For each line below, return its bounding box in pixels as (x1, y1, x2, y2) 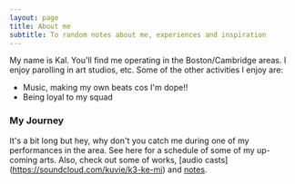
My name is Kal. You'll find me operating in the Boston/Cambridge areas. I (9, 55, 287, 66)
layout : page (9, 13, 59, 23)
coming (9, 154, 38, 165)
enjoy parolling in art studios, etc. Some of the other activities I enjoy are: (9, 64, 284, 75)
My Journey (9, 114, 65, 127)
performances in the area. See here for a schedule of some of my (9, 144, 255, 155)
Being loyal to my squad (22, 92, 114, 102)
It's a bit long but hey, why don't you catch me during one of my (9, 135, 249, 146)
